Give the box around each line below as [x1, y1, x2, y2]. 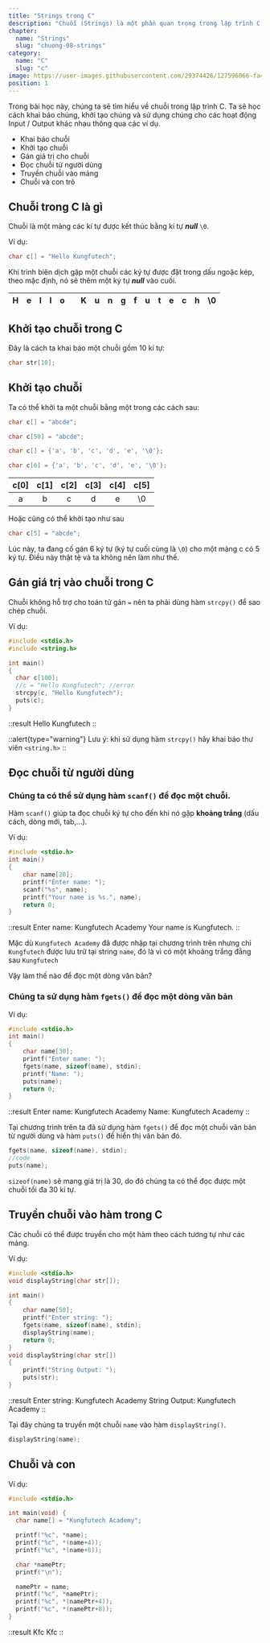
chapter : [8, 27, 38, 35]
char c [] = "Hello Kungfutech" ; [8, 253, 117, 261]
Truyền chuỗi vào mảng [19, 168, 99, 178]
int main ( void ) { [8, 1509, 67, 1517]
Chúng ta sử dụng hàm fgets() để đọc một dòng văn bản [8, 991, 233, 1003]
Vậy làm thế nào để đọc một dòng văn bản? [8, 971, 153, 981]
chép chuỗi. [8, 606, 48, 615]
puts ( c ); [15, 697, 45, 705]
